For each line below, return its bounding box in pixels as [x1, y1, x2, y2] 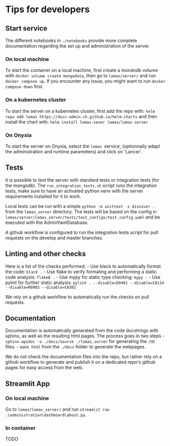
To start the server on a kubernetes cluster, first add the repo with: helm [5, 108, 155, 114]
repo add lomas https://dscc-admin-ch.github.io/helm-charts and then [5, 113, 158, 120]
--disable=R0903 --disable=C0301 [5, 285, 76, 290]
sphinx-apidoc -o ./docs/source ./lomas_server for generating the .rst [5, 338, 155, 344]
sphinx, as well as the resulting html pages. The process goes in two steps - [5, 333, 165, 339]
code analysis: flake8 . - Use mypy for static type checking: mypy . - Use [5, 274, 161, 280]
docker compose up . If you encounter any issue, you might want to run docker [5, 78, 166, 84]
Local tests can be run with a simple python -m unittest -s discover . [5, 203, 155, 209]
